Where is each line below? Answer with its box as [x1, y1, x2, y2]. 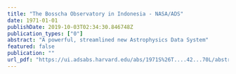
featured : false [7, 43, 55, 50]
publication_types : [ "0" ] [7, 30, 83, 37]
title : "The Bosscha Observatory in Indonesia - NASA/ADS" [7, 10, 184, 18]
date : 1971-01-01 [7, 17, 58, 24]
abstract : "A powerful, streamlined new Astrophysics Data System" [7, 37, 209, 44]
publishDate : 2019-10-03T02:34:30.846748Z [7, 23, 133, 30]
